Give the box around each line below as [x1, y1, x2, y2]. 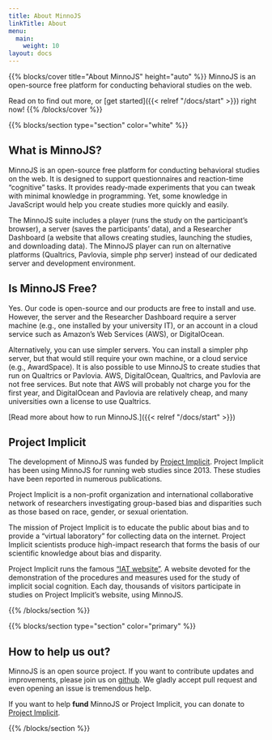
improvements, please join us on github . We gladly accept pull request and [8, 675, 257, 685]
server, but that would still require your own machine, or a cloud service [8, 353, 249, 363]
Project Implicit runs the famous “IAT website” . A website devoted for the [8, 564, 251, 574]
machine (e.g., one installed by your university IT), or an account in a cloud [8, 321, 258, 330]
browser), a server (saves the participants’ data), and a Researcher [8, 223, 232, 233]
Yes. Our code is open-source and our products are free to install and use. [8, 303, 257, 313]
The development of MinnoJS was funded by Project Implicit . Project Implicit [8, 457, 264, 466]
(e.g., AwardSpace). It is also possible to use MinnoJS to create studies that [8, 362, 261, 372]
